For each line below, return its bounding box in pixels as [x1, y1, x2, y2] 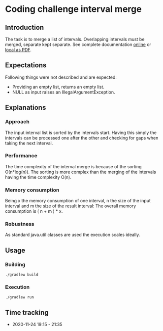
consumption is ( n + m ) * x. [5, 208, 63, 214]
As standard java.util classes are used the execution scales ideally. [5, 232, 140, 238]
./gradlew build [5, 272, 38, 278]
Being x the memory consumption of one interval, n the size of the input [5, 198, 151, 204]
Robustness [5, 221, 34, 228]
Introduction [5, 23, 44, 32]
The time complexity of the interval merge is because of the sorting [5, 163, 142, 169]
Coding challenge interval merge [5, 3, 142, 15]
